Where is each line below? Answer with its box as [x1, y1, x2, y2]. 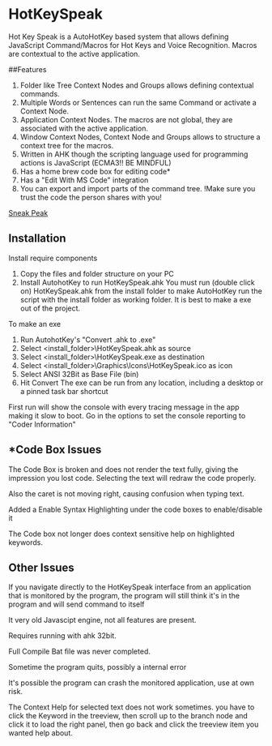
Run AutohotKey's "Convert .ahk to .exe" [19, 334, 156, 345]
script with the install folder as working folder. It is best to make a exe [19, 294, 252, 304]
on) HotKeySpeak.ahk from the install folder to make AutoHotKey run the [19, 285, 263, 296]
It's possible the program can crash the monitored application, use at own [8, 678, 255, 688]
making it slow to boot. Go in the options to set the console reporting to [8, 410, 246, 420]
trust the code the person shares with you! [19, 192, 162, 202]
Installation [8, 232, 66, 246]
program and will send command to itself [8, 599, 145, 609]
